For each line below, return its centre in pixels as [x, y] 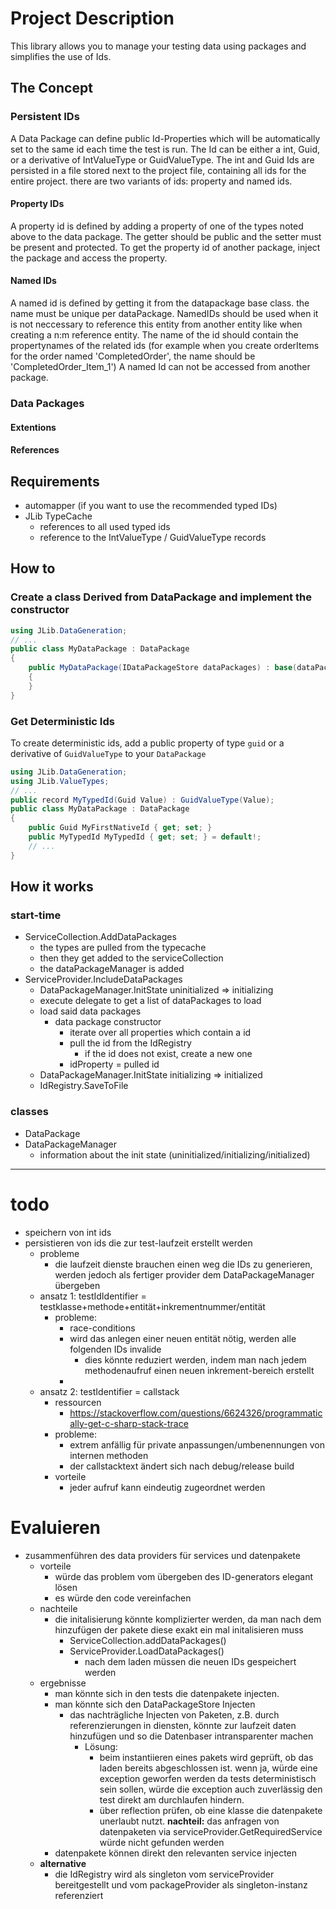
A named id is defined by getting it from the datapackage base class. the [160, 303]
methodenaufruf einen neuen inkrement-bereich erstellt [199, 1370]
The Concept [51, 88]
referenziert [79, 1895]
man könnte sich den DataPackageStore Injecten [155, 1704]
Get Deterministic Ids [62, 721]
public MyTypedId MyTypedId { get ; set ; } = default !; [145, 837]
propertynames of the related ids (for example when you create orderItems [165, 346]
